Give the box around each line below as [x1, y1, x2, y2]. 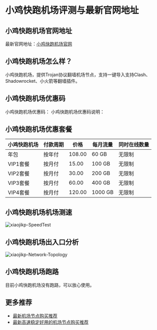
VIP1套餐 [8, 160, 29, 168]
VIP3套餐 [8, 180, 29, 187]
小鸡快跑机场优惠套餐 [5, 125, 72, 134]
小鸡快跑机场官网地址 [5, 26, 72, 35]
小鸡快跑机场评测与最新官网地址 [5, 5, 139, 16]
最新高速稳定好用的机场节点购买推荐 [12, 319, 89, 325]
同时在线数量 [118, 141, 149, 148]
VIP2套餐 [8, 170, 29, 177]
